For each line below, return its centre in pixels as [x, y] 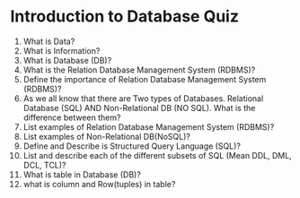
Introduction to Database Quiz [124, 17]
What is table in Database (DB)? [82, 174]
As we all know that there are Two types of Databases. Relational [143, 98]
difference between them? [72, 117]
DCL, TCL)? [44, 165]
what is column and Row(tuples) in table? [99, 184]
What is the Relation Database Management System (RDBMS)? [139, 70]
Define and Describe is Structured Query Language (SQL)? [132, 146]
